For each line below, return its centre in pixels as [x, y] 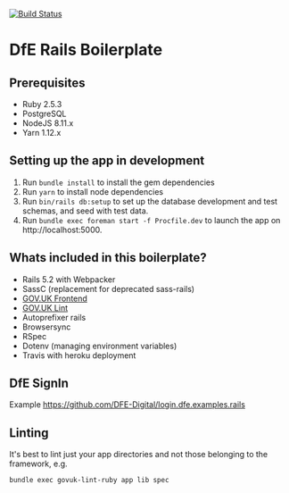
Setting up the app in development [107, 161]
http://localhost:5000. [62, 230]
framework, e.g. [39, 464]
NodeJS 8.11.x [48, 123]
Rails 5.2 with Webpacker [69, 279]
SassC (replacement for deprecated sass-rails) [108, 288]
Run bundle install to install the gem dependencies [119, 182]
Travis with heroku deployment [79, 355]
